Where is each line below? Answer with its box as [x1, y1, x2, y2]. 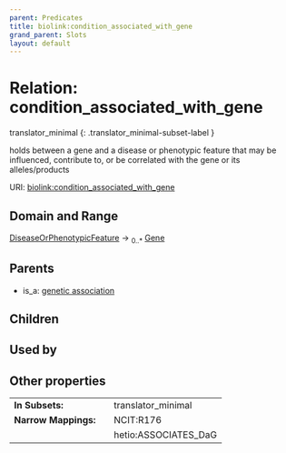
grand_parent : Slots [9, 30, 88, 39]
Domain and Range [9, 208, 119, 224]
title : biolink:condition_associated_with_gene [9, 22, 193, 31]
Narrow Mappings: [14, 414, 96, 427]
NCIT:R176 [113, 414, 162, 427]
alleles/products [9, 165, 70, 176]
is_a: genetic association [22, 285, 115, 296]
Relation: [9, 78, 79, 98]
